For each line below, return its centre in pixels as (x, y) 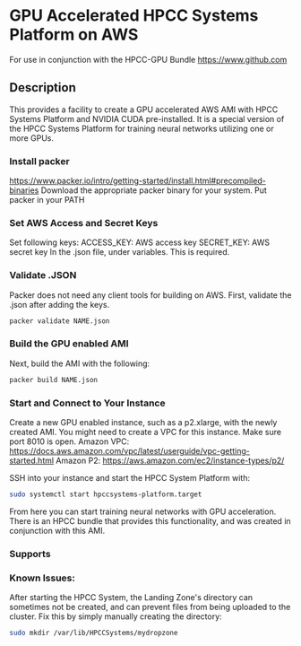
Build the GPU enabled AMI (69, 344)
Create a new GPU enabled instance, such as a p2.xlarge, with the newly (143, 422)
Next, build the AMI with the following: (80, 363)
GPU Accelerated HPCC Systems (134, 16)
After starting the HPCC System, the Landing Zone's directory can (131, 598)
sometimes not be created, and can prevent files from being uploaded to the (150, 607)
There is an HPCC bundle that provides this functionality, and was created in (150, 520)
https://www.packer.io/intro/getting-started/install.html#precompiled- (138, 181)
